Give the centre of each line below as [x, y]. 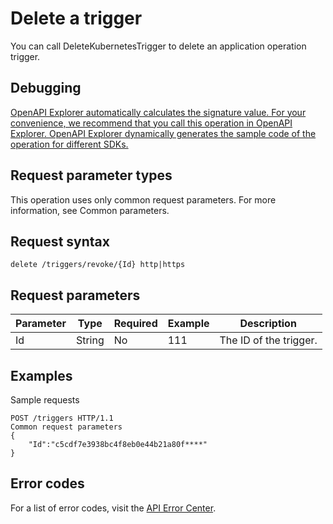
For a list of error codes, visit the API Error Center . [113, 508]
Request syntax [60, 241]
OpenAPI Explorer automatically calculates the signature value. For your [158, 112]
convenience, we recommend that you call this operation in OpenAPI [151, 123]
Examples [41, 375]
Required [135, 324]
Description [268, 324]
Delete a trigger [76, 18]
